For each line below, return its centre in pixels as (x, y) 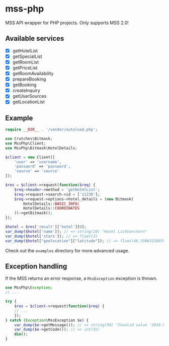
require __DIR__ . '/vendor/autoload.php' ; (52, 130)
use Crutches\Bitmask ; (29, 139)
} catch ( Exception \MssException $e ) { (47, 320)
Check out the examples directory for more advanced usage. (67, 250)
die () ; (21, 334)
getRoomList (26, 62)
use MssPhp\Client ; (26, 143)
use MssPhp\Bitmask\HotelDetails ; (41, 148)
